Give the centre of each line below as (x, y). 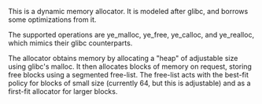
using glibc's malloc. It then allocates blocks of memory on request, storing (130, 66)
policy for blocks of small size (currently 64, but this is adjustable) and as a (129, 83)
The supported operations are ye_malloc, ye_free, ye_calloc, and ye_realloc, (131, 35)
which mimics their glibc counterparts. (70, 43)
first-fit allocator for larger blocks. (63, 91)
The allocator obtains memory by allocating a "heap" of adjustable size (123, 58)
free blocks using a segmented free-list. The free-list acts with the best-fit (129, 75)
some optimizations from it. (52, 20)
